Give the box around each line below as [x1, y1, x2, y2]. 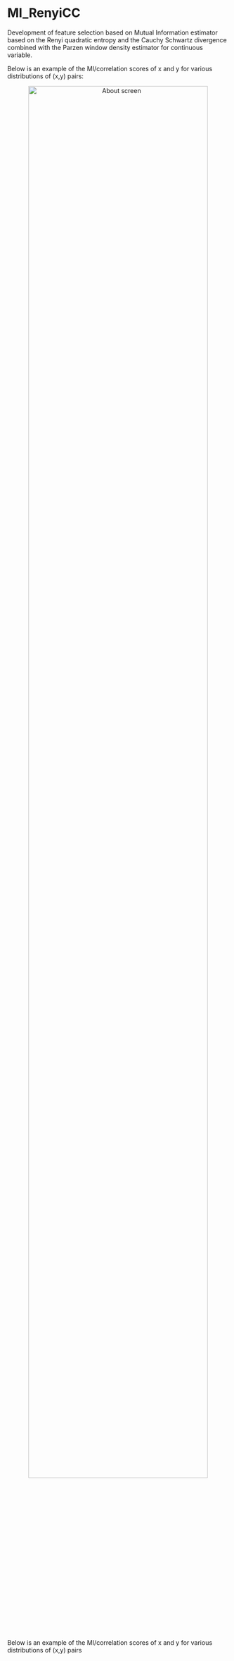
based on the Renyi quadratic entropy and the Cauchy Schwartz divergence [7, 35, 227, 44]
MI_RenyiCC [7, 5, 81, 21]
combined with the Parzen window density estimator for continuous [7, 43, 204, 51]
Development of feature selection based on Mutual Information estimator [7, 28, 218, 37]
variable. [7, 51, 33, 59]
